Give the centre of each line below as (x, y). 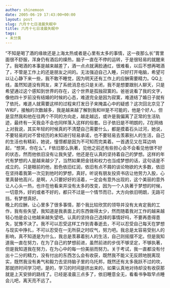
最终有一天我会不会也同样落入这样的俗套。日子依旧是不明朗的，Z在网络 (89, 122)
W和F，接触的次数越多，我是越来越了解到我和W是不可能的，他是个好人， (82, 110)
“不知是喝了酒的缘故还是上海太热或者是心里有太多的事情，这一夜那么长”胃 (83, 53)
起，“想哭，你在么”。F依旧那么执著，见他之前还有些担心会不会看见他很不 (82, 148)
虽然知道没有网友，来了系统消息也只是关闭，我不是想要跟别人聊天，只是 (89, 84)
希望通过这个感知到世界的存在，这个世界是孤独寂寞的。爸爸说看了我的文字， (85, 91)
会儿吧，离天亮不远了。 (30, 280)
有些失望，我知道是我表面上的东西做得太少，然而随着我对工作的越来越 (92, 211)
